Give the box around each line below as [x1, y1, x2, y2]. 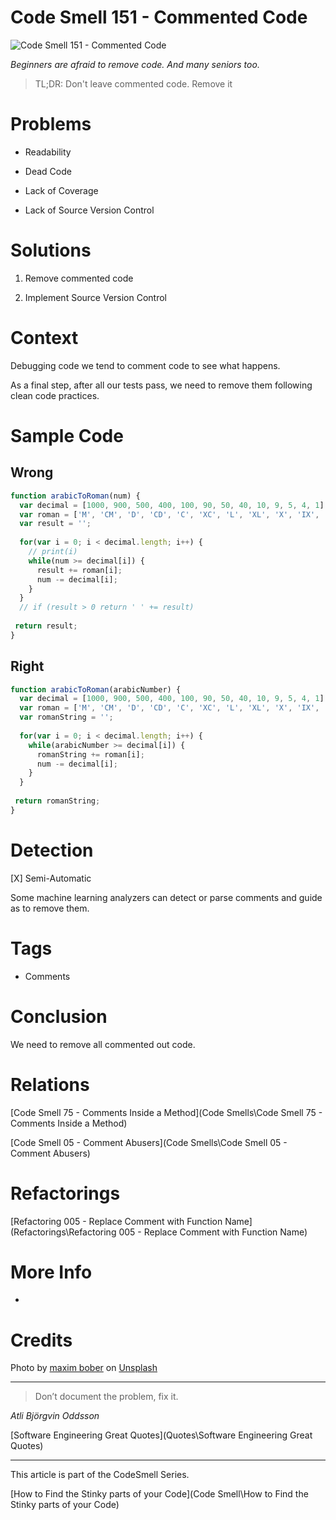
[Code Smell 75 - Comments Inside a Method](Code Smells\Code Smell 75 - [10, 1106, 323, 1118]
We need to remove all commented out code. [10, 1038, 196, 1050]
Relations [10, 1073, 90, 1096]
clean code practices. [10, 389, 100, 401]
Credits [10, 1329, 73, 1351]
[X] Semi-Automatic [10, 872, 92, 884]
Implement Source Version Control [24, 291, 168, 303]
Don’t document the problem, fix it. [34, 1391, 179, 1403]
